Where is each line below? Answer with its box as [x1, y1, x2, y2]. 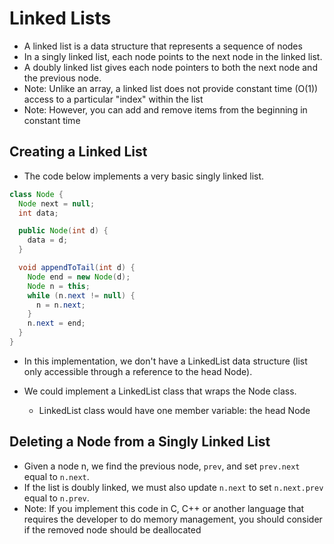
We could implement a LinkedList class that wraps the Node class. [23, 385, 297, 397]
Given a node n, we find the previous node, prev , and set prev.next [23, 460, 301, 472]
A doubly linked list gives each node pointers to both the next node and [23, 61, 318, 73]
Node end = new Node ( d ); [27, 272, 131, 282]
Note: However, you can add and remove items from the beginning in [23, 103, 308, 116]
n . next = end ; [27, 318, 86, 329]
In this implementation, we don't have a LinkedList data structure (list [23, 355, 308, 367]
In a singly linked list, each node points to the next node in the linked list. [23, 50, 323, 62]
